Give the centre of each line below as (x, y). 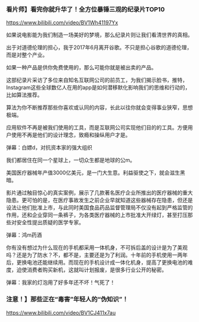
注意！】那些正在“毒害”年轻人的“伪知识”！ (67, 299)
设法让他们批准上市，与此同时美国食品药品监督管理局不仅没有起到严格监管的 (99, 208)
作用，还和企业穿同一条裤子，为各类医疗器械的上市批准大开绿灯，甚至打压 (97, 215)
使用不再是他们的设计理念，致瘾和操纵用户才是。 (71, 135)
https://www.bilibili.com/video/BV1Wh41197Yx (62, 23)
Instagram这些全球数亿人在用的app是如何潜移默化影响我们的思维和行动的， (98, 88)
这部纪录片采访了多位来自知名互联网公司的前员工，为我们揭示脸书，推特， (97, 80)
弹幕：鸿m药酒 (24, 235)
